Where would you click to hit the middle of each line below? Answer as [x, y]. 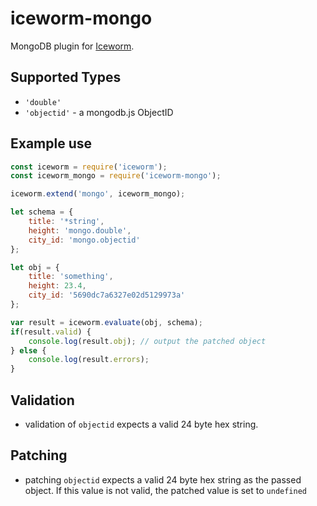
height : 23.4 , [57, 286]
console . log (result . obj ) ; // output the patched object [147, 341]
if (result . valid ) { [51, 332]
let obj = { [35, 267]
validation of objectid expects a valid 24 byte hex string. [141, 424]
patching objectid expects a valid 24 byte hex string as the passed [163, 479]
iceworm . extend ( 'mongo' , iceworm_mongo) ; [98, 194]
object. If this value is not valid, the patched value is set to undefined [165, 490]
